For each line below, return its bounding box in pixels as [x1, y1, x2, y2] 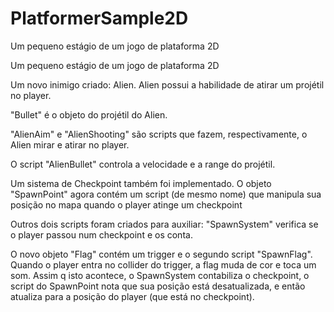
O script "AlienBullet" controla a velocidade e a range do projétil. [10, 158, 276, 170]
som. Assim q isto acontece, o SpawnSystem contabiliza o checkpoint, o [10, 269, 310, 281]
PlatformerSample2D [10, 7, 189, 30]
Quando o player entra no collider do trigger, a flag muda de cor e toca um [10, 258, 317, 271]
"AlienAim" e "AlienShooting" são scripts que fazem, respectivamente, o [10, 128, 308, 140]
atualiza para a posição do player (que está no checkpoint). [10, 290, 255, 302]
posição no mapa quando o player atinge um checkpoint [10, 198, 243, 211]
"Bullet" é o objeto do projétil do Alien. [10, 108, 168, 121]
